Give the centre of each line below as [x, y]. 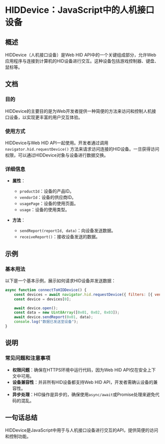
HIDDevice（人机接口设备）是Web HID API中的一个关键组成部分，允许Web [81, 55]
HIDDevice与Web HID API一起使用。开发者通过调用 [57, 143]
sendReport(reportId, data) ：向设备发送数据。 [68, 231]
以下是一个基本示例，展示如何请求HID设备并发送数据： [61, 281]
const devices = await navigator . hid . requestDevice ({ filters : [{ [83, 294]
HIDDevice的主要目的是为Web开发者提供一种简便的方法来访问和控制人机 [79, 111]
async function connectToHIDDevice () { [46, 290]
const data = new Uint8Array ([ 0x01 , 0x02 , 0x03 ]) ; [67, 313]
